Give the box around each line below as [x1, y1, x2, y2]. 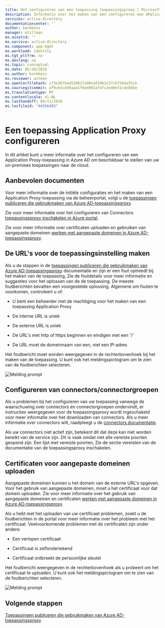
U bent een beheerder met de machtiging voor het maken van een [12, 298, 146, 304]
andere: [5, 526, 21, 532]
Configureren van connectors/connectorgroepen [5, 386, 159, 394]
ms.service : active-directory [5, 39, 67, 44]
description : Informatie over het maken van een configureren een [5, 12, 144, 17]
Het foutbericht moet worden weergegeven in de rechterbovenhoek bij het [5, 351, 156, 357]
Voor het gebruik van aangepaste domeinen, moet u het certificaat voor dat [5, 485, 158, 491]
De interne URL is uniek [12, 313, 60, 319]
